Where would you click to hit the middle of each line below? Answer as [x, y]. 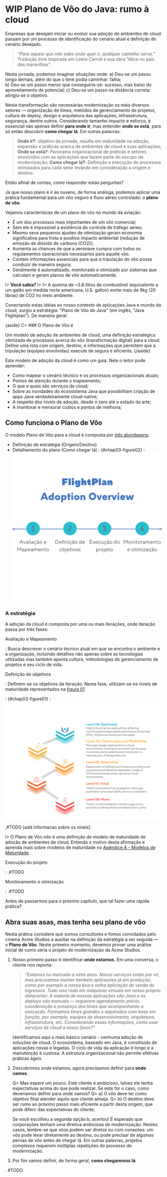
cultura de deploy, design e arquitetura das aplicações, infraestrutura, [77, 115]
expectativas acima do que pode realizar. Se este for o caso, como [81, 1088]
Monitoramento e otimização [35, 882]
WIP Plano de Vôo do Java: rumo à [77, 9]
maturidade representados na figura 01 [45, 689]
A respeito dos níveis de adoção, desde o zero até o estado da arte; [82, 402]
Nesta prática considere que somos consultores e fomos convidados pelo [81, 934]
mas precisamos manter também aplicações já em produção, [88, 980]
